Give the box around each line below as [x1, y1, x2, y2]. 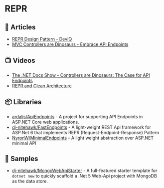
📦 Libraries [4, 98, 42, 106]
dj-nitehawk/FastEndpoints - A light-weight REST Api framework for [11, 124, 152, 130]
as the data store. [11, 178, 48, 185]
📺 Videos [4, 56, 35, 65]
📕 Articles [4, 23, 36, 31]
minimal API [11, 140, 36, 146]
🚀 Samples [4, 155, 38, 163]
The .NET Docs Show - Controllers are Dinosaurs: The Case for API [11, 72, 150, 78]
